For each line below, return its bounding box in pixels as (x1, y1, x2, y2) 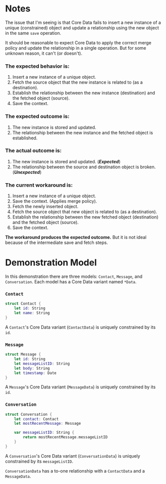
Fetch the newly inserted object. (12, 204, 79, 210)
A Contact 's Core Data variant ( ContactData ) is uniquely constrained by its (5, 324, 156, 330)
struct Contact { (5, 301, 41, 306)
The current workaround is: (5, 181, 73, 188)
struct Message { (5, 352, 41, 357)
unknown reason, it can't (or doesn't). (5, 50, 83, 56)
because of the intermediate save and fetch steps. (5, 240, 108, 245)
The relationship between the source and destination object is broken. (12, 164, 156, 170)
